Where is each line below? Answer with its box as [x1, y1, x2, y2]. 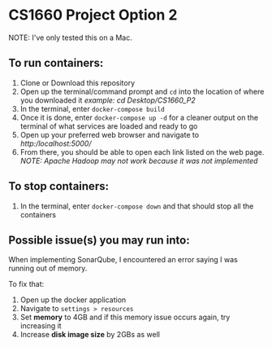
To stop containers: [8, 179, 110, 193]
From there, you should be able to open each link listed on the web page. [19, 147, 265, 156]
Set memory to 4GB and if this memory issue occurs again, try [19, 312, 231, 323]
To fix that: [8, 279, 45, 289]
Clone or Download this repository [19, 77, 136, 87]
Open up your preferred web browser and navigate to [19, 130, 200, 139]
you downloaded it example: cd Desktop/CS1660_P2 [19, 95, 196, 105]
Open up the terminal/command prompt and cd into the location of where [19, 86, 265, 96]
